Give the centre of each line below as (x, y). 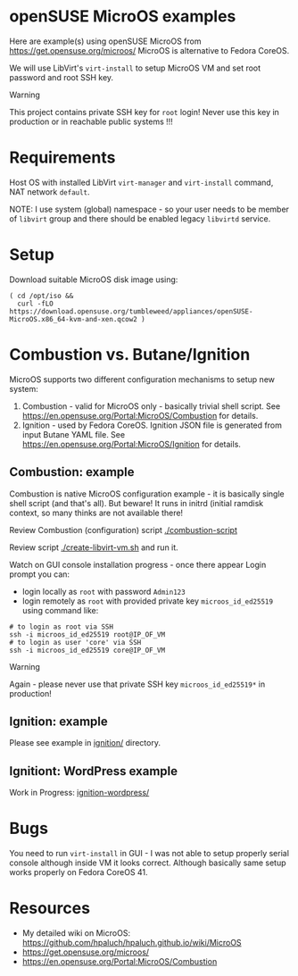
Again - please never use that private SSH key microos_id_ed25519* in (137, 684)
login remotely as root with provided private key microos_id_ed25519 (148, 601)
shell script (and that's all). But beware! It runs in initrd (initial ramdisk (137, 503)
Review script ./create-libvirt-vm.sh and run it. (94, 547)
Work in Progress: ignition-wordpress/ (79, 793)
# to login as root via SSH (62, 627)
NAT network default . (50, 192)
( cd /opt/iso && (41, 296)
